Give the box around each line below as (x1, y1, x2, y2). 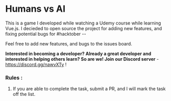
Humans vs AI (5, 3, 65, 15)
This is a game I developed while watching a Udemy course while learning (5, 20, 161, 26)
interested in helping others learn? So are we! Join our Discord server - (5, 56, 159, 62)
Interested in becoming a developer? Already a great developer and (5, 50, 152, 57)
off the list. (12, 91, 36, 97)
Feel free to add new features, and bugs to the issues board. (5, 40, 133, 46)
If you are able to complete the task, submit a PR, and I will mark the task (12, 86, 166, 92)
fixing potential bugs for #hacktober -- (5, 31, 86, 37)
